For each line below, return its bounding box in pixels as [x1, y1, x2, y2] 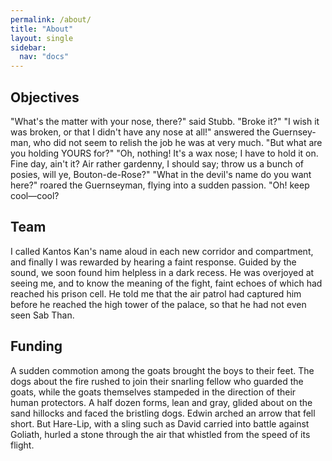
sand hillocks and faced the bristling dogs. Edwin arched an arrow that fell [10, 407, 316, 419]
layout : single [10, 33, 74, 43]
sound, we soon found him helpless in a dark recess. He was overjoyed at [10, 266, 315, 278]
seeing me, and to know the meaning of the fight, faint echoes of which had [10, 277, 323, 289]
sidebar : [10, 42, 47, 53]
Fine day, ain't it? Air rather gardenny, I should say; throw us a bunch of [10, 157, 305, 170]
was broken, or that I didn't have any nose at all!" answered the [10, 126, 271, 138]
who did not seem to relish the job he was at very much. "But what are [33, 136, 323, 148]
